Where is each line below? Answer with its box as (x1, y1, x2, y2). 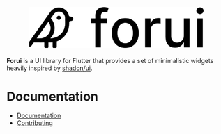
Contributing (16, 119, 53, 127)
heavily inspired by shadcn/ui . (6, 64, 93, 72)
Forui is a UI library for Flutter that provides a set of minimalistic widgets (6, 57, 214, 65)
